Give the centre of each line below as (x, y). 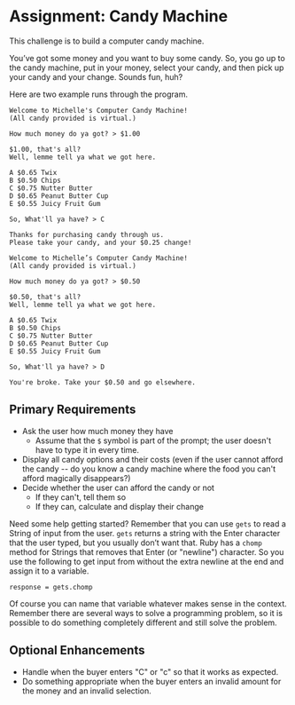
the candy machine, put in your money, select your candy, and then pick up (147, 67)
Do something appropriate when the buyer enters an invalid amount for (151, 681)
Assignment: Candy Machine (119, 16)
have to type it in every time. (87, 449)
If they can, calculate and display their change (119, 506)
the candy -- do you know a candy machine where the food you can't (149, 469)
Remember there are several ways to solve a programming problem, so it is (146, 613)
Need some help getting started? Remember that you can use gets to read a (147, 523)
